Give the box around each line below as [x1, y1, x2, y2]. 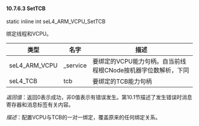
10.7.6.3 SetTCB [6, 5, 46, 12]
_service [63, 61, 87, 70]
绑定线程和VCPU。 [6, 30, 52, 37]
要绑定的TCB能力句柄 [92, 77, 152, 86]
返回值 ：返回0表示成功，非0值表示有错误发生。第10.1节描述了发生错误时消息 [6, 94, 192, 101]
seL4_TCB [9, 77, 37, 86]
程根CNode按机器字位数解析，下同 [92, 66, 190, 74]
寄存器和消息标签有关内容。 [6, 101, 74, 108]
